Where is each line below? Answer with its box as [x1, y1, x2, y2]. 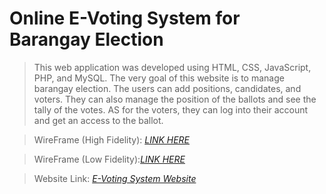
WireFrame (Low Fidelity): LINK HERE [33, 153, 186, 165]
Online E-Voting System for [9, 7, 241, 30]
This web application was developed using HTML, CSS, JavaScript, [33, 61, 312, 73]
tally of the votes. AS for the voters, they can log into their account [33, 103, 309, 116]
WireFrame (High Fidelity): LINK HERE [33, 133, 191, 146]
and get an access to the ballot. [33, 114, 164, 126]
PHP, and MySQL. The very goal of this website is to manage [33, 72, 285, 84]
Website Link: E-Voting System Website [33, 172, 197, 184]
